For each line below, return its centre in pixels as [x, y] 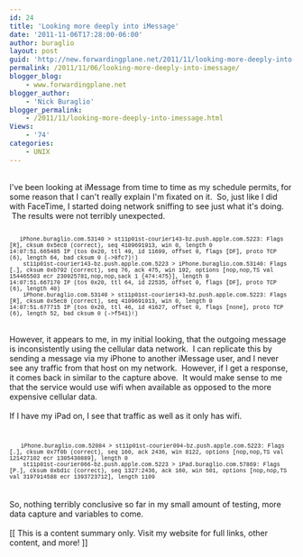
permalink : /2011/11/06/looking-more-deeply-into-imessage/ [125, 68]
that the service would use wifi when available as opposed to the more [141, 387]
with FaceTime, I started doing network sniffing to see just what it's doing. [147, 206]
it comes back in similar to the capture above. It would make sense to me [146, 377]
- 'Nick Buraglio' [60, 101]
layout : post [34, 51]
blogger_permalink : [46, 110]
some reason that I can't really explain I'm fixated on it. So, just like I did [143, 196]
